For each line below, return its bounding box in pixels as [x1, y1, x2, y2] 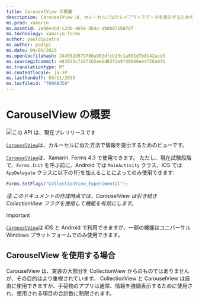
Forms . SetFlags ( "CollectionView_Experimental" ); [6, 181, 129, 187]
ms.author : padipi [6, 42, 52, 48]
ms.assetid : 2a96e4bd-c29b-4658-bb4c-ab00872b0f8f [6, 25, 134, 32]
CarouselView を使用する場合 [6, 250, 116, 260]
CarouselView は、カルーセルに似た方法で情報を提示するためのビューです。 [6, 141, 188, 149]
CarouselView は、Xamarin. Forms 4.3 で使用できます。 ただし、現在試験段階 [6, 154, 192, 161]
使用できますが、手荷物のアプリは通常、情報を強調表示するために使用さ [16, 282, 193, 289]
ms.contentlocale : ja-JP [6, 70, 68, 75]
